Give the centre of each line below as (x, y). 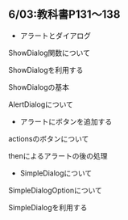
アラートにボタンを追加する (66, 121)
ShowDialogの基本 (39, 87)
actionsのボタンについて (49, 138)
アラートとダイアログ (55, 36)
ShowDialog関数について (50, 53)
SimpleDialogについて (56, 173)
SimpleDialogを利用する (48, 207)
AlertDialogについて (41, 104)
